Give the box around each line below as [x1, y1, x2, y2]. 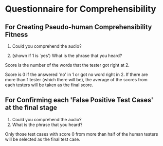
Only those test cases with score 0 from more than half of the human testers [5, 131, 158, 137]
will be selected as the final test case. [5, 136, 80, 142]
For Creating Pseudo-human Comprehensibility [5, 23, 152, 31]
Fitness [5, 30, 28, 38]
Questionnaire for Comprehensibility [5, 3, 157, 15]
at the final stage [5, 104, 57, 112]
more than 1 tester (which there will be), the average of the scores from [5, 77, 147, 82]
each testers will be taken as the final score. [5, 82, 93, 88]
